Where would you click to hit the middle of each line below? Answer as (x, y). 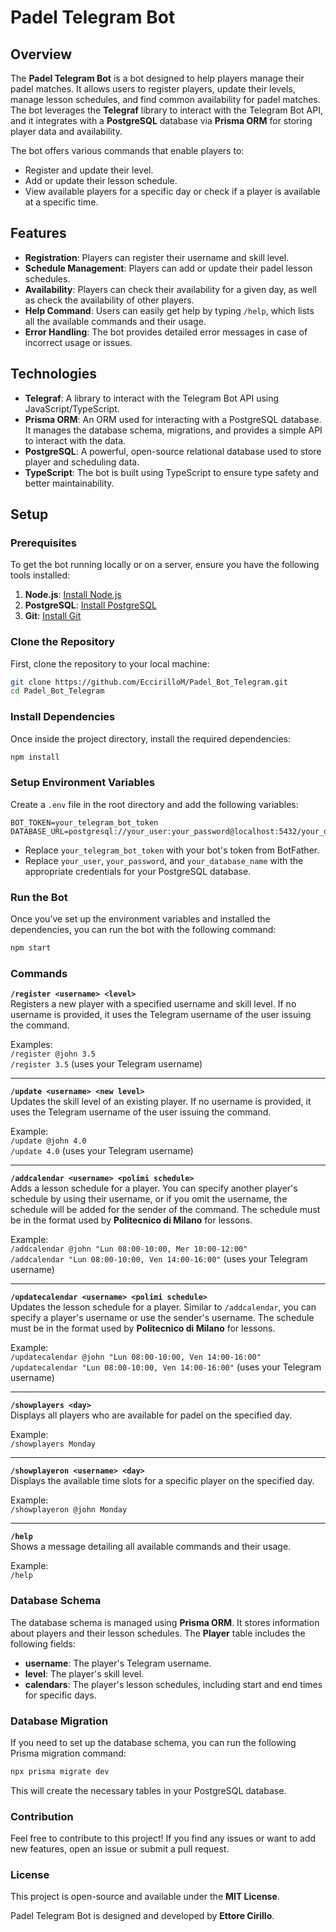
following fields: (43, 1643)
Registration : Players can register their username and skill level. (157, 257)
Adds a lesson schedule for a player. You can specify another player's (154, 1188)
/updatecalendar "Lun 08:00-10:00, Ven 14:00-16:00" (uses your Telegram (166, 1367)
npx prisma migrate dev (60, 1771)
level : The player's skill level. (84, 1673)
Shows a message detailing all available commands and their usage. (151, 1547)
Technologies (54, 374)
